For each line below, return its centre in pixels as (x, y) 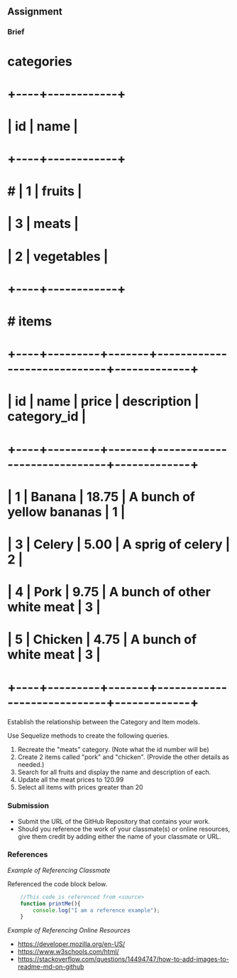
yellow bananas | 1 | (66, 512)
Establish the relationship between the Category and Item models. (104, 722)
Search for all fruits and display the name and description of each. (114, 772)
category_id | (47, 417)
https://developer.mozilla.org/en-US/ (71, 944)
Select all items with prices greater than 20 (80, 788)
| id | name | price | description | (103, 402)
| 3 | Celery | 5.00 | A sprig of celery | (119, 544)
